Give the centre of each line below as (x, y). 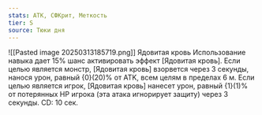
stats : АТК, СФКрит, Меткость (58, 15)
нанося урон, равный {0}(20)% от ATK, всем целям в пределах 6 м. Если (131, 78)
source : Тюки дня (37, 30)
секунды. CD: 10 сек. (43, 102)
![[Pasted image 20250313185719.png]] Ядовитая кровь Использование (127, 53)
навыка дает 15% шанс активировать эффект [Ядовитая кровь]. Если (124, 61)
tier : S (21, 23)
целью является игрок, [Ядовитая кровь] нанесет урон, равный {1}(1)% (128, 86)
